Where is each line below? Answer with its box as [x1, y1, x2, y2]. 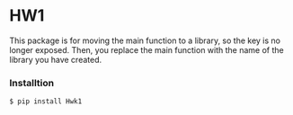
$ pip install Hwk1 [9, 97, 83, 106]
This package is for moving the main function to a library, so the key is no [9, 35, 281, 46]
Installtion [9, 76, 55, 89]
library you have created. [9, 54, 102, 65]
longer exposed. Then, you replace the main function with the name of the [9, 44, 285, 55]
